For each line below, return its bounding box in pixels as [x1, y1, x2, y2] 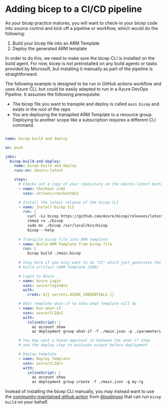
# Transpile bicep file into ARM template [18, 237, 108, 242]
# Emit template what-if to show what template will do [18, 301, 137, 306]
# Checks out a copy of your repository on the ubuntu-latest [18, 182, 150, 187]
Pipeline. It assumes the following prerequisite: [5, 91, 101, 97]
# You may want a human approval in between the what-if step [18, 338, 150, 343]
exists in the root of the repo [12, 106, 71, 112]
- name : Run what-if [18, 306, 61, 311]
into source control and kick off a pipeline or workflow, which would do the [5, 25, 158, 31]
